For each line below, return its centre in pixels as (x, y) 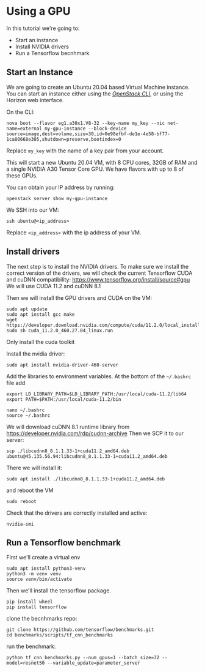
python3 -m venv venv (34, 574)
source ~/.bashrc (28, 415)
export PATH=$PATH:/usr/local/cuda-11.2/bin (64, 399)
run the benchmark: (31, 646)
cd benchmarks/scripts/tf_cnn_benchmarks (60, 635)
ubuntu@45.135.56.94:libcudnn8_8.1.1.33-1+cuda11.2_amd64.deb (87, 456)
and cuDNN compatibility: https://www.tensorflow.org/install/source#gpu (98, 279)
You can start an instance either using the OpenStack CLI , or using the (95, 94)
